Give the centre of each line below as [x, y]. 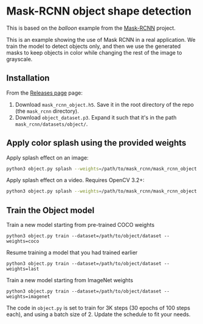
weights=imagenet [28, 297]
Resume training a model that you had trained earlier [72, 252]
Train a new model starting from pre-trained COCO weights [81, 225]
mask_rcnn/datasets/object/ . [51, 124]
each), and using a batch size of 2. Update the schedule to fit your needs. [98, 314]
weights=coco [23, 241]
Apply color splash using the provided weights [96, 143]
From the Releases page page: [45, 93]
